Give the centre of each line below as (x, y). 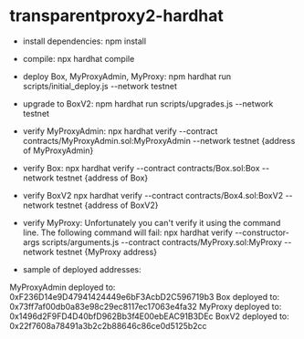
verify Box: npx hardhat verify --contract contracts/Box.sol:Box (141, 168)
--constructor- (262, 232)
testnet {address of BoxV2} (107, 205)
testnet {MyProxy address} (107, 252)
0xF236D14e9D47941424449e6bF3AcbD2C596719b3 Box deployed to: (145, 296)
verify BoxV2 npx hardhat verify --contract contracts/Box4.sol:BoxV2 (153, 195)
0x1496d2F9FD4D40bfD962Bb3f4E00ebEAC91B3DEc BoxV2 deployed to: (149, 316)
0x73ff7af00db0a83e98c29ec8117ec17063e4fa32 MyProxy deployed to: (146, 306)
